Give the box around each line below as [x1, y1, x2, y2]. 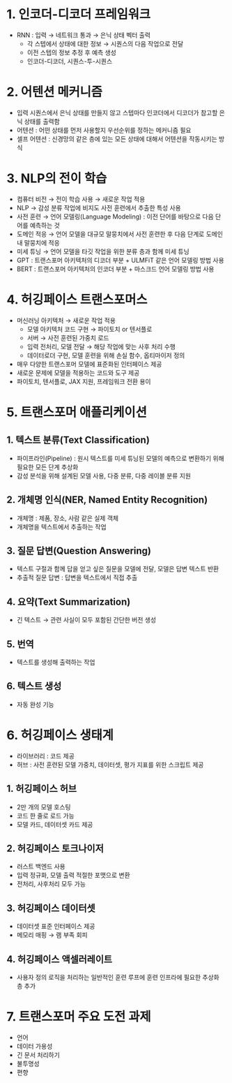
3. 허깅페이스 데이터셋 [6, 902, 95, 914]
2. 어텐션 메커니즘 [6, 84, 102, 100]
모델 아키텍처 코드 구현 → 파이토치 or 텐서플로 [26, 325, 153, 333]
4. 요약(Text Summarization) [6, 596, 131, 607]
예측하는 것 [29, 221, 60, 229]
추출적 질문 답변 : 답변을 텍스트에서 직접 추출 [16, 573, 138, 582]
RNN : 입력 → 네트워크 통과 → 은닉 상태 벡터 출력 [16, 31, 151, 39]
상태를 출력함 [24, 117, 60, 126]
